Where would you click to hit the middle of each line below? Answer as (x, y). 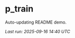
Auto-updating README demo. (36, 22)
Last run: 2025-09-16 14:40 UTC (38, 31)
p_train (19, 9)
